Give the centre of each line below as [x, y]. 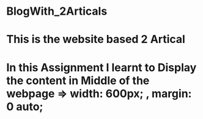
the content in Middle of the [78, 80]
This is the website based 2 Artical [96, 40]
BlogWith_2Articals [57, 11]
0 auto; [25, 106]
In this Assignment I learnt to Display [102, 67]
